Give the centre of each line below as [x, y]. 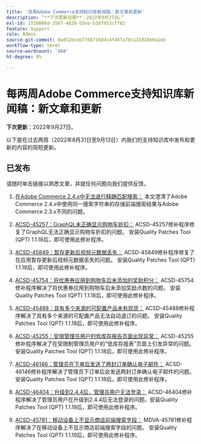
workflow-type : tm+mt [33, 46]
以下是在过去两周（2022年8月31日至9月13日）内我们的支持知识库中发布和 [98, 140]
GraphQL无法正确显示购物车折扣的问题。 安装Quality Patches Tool [108, 232]
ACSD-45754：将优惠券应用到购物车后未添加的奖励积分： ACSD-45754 [104, 280]
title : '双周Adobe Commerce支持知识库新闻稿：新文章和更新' [75, 12]
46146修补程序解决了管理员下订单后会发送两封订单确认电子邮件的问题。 [105, 372]
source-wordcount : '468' [37, 51]
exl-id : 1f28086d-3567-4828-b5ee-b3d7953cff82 [66, 23]
